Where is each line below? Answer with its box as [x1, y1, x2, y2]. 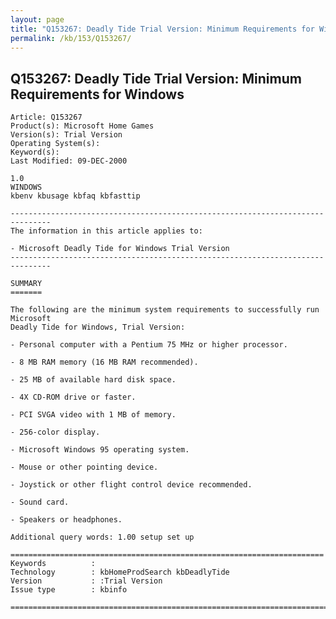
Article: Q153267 [10, 112, 83, 123]
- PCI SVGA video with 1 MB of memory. [10, 410, 177, 420]
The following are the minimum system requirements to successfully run [10, 305, 320, 315]
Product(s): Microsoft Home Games [10, 121, 155, 131]
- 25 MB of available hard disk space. [10, 375, 177, 385]
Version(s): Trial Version [10, 130, 123, 140]
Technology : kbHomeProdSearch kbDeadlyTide [10, 567, 230, 578]
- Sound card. [10, 497, 70, 508]
